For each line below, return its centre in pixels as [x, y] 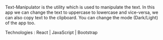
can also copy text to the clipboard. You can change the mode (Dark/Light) [81, 18]
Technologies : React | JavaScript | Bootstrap [51, 32]
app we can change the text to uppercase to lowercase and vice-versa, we [82, 12]
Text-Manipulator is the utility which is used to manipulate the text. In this [80, 7]
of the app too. [20, 23]
